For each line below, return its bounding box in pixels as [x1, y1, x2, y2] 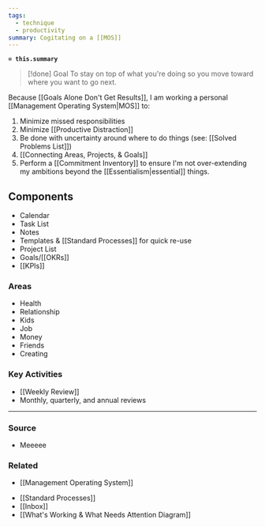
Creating [19, 349, 49, 359]
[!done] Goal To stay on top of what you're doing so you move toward [27, 69, 254, 79]
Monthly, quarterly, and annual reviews [19, 395, 147, 405]
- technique [15, 19, 55, 27]
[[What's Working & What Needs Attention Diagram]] [19, 510, 192, 520]
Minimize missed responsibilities [19, 116, 125, 126]
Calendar [19, 211, 50, 220]
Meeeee [19, 440, 47, 450]
